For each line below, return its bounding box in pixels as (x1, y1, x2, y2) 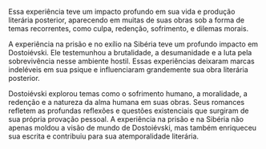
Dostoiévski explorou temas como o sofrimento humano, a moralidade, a (8, 89, 248, 99)
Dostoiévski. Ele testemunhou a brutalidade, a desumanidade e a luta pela (8, 48, 252, 57)
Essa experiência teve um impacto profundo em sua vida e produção (8, 7, 236, 16)
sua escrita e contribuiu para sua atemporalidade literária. (8, 131, 199, 141)
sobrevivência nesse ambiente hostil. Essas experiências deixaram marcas (8, 56, 255, 66)
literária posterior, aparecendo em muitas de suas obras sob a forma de (8, 15, 245, 25)
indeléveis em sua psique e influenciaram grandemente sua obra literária (8, 65, 248, 74)
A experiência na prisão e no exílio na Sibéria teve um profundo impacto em (8, 39, 259, 49)
